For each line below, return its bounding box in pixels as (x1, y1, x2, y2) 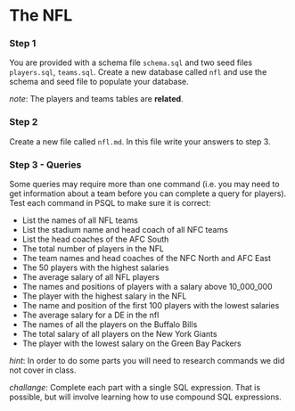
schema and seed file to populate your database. (9, 77, 189, 87)
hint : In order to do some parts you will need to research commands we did (9, 356, 285, 366)
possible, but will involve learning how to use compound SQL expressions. (9, 391, 283, 402)
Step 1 (9, 37, 37, 50)
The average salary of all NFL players (21, 272, 160, 283)
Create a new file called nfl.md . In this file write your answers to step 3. (9, 136, 271, 147)
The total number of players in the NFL (21, 243, 165, 254)
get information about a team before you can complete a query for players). (9, 188, 287, 199)
